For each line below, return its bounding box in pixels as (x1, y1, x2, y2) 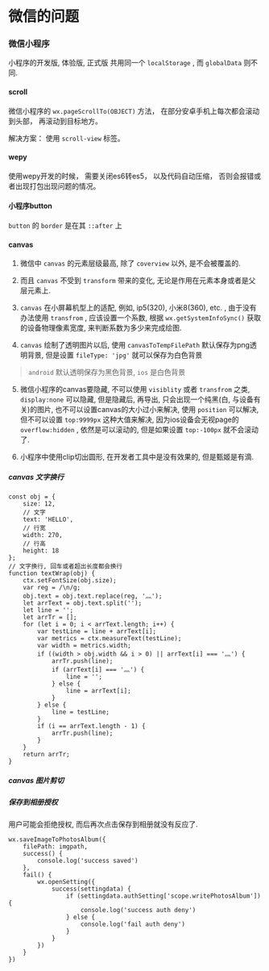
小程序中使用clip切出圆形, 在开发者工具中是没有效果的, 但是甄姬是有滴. (19, 452, 255, 462)
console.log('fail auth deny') (80, 920, 185, 928)
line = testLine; (51, 708, 110, 716)
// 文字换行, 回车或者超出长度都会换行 (8, 562, 123, 571)
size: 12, (23, 500, 56, 508)
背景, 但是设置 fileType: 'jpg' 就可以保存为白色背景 (27, 350, 203, 360)
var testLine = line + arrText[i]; (37, 627, 157, 636)
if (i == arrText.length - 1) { (37, 723, 147, 731)
